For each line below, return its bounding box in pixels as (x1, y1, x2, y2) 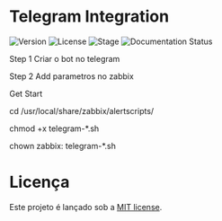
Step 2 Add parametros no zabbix (9, 70, 135, 82)
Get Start (9, 88, 43, 99)
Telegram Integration (9, 6, 169, 27)
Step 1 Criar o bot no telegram (9, 53, 120, 64)
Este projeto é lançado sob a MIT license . (9, 201, 163, 212)
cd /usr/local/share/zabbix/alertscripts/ (9, 105, 155, 116)
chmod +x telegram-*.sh (9, 123, 100, 134)
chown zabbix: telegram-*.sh (9, 140, 117, 151)
